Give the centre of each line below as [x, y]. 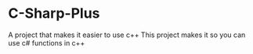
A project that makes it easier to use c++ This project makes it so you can [127, 35]
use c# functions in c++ [47, 42]
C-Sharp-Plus [54, 13]
